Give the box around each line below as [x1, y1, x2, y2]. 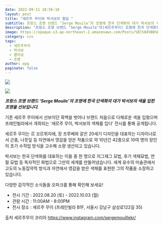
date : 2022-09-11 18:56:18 [5, 7, 60, 12]
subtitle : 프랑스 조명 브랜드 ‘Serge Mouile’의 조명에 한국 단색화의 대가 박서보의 [5, 20, 154, 26]
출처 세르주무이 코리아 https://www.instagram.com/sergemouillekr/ [5, 215, 136, 220]
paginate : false [5, 66, 38, 71]
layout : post [5, 12, 32, 17]
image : [5, 30, 18, 35]
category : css [5, 35, 34, 39]
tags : [5, 39, 16, 44]
